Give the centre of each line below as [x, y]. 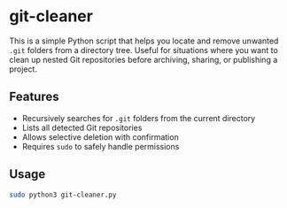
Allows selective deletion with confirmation [100, 137]
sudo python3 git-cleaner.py [63, 195]
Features [34, 97]
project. [23, 69]
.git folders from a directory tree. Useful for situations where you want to [144, 50]
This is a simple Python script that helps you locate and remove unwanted [144, 41]
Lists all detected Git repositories [82, 127]
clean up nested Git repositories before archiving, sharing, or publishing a [143, 59]
